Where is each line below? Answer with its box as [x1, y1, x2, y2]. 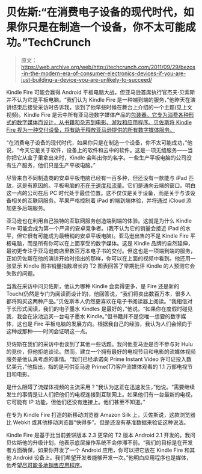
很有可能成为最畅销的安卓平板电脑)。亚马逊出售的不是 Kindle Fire [26, 232, 189, 239]
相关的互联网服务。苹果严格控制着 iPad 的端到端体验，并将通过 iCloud [11, 197, 185, 204]
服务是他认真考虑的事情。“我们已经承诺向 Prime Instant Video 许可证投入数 [6, 355, 192, 363]
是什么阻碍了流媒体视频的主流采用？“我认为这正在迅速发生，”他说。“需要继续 [6, 383, 195, 390]
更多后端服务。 [11, 204, 49, 211]
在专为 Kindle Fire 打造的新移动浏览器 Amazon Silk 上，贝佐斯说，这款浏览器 [6, 411, 196, 418]
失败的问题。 [6, 269, 38, 277]
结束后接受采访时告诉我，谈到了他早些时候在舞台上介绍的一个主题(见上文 [11, 103, 193, 111]
